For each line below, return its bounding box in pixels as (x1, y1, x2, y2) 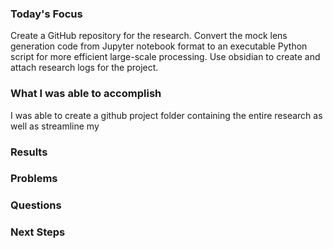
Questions (10, 198, 62, 212)
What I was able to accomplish (10, 87, 162, 101)
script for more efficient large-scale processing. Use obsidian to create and (10, 51, 321, 63)
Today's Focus (10, 7, 83, 21)
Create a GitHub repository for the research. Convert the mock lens (10, 30, 288, 42)
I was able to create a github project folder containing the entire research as (10, 109, 323, 121)
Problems (10, 172, 58, 186)
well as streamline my (10, 120, 100, 132)
